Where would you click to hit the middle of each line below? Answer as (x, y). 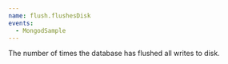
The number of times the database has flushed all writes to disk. (114, 54)
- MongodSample (41, 30)
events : (21, 23)
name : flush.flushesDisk (50, 16)
